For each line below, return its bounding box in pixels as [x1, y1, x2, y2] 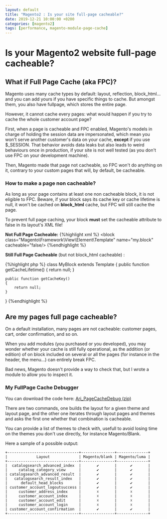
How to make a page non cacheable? [5, 180, 96, 187]
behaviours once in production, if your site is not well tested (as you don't [5, 147, 156, 153]
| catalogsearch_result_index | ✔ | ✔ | [5, 476, 151, 481]
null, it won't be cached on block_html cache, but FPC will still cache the [5, 202, 155, 208]
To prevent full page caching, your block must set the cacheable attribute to [5, 217, 162, 223]
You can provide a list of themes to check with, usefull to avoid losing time [5, 425, 158, 431]
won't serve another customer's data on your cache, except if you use [5, 136, 151, 142]
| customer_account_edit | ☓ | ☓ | [5, 498, 151, 503]
